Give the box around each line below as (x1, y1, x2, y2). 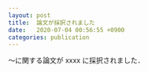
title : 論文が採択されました (8, 19, 96, 27)
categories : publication (8, 33, 90, 41)
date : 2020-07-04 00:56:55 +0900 (8, 26, 125, 34)
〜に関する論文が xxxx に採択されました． (8, 56, 145, 65)
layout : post (8, 11, 51, 20)
